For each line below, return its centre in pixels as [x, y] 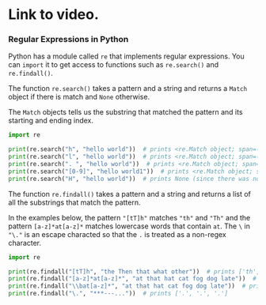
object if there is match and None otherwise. [79, 97]
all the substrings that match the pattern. [74, 202]
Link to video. [53, 15]
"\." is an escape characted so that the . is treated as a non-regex [118, 234]
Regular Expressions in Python [68, 40]
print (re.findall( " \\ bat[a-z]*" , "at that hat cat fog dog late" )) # [127, 286]
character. [25, 243]
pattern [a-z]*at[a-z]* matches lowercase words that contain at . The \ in [129, 226]
